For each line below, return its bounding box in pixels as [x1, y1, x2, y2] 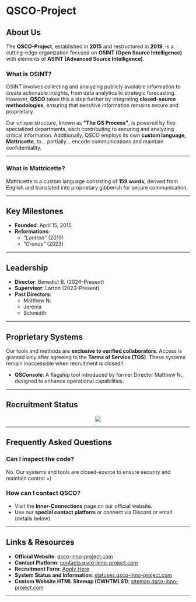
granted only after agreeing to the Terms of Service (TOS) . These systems [6, 354, 185, 361]
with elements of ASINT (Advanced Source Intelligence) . [6, 56, 145, 62]
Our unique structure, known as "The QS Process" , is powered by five [6, 119, 176, 126]
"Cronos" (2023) [23, 240, 64, 247]
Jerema [23, 303, 42, 311]
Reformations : [14, 228, 50, 235]
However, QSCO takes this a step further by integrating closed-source [6, 95, 176, 103]
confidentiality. [6, 145, 42, 152]
